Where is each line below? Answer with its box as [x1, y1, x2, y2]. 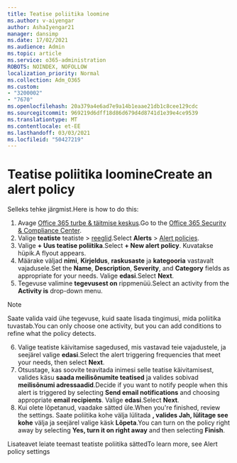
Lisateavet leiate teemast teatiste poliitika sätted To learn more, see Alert [7, 440, 218, 448]
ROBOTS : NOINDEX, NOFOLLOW [7, 63, 87, 70]
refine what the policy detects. [7, 329, 97, 338]
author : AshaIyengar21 [7, 23, 75, 31]
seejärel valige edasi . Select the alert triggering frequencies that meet [17, 351, 221, 359]
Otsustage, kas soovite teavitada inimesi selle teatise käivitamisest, [17, 366, 214, 374]
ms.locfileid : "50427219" [7, 136, 84, 143]
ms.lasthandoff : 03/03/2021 [7, 129, 91, 136]
